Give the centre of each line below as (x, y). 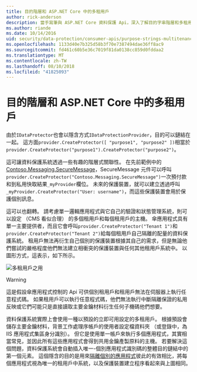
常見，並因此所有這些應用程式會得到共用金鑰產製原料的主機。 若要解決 (96, 341)
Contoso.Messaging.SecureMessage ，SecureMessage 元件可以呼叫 (89, 170)
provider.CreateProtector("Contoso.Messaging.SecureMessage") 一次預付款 (96, 177)
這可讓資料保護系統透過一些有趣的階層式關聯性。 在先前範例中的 (84, 162)
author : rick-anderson (34, 17)
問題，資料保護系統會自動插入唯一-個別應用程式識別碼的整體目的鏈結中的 (100, 348)
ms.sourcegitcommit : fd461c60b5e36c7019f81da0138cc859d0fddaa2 (85, 50)
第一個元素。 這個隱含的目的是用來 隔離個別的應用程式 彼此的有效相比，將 (94, 356)
